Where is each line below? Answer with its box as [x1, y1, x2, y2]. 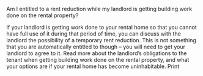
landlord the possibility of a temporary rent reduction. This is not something [6, 37, 197, 44]
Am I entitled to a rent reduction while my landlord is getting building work [6, 6, 193, 12]
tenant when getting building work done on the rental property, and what [6, 56, 190, 63]
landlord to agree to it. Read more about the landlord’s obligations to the [6, 50, 187, 57]
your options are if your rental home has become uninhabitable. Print [6, 63, 180, 70]
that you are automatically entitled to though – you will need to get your [6, 43, 185, 50]
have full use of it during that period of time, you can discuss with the [6, 30, 182, 37]
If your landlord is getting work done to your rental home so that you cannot [6, 24, 197, 31]
